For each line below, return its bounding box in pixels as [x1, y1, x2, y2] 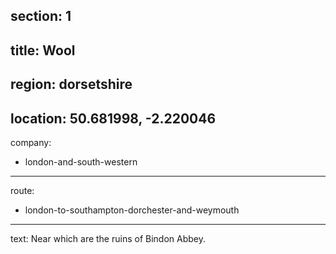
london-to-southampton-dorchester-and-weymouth [24, 204, 240, 216]
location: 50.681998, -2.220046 [10, 110, 217, 127]
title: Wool [10, 42, 76, 59]
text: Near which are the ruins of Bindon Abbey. [10, 232, 206, 244]
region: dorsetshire [10, 76, 133, 93]
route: [10, 184, 35, 196]
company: [10, 136, 52, 148]
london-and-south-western [24, 155, 138, 168]
